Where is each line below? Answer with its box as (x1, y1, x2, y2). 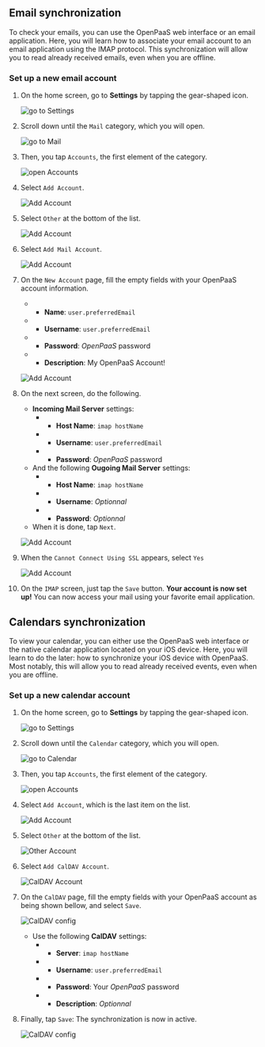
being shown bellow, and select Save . (20, 901, 142, 910)
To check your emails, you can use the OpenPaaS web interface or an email (9, 27, 256, 37)
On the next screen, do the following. (20, 389, 142, 398)
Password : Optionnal (55, 514, 126, 523)
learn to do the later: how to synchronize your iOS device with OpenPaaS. (9, 652, 248, 662)
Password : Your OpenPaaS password (55, 982, 180, 991)
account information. (20, 283, 89, 293)
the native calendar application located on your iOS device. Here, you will (9, 645, 248, 654)
